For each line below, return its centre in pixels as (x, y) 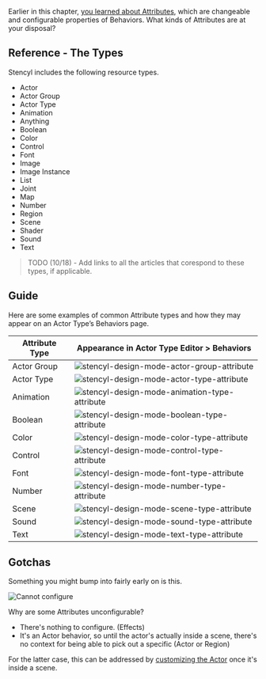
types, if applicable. (60, 271)
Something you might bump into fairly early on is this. (95, 582)
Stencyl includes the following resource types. (84, 72)
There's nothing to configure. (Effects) (82, 628)
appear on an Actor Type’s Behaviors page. (78, 323)
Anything (34, 121)
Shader (31, 230)
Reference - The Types (66, 53)
